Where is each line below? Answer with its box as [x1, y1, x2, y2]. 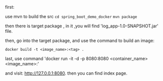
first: [5, 4, 15, 10]
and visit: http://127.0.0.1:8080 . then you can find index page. [5, 70, 128, 76]
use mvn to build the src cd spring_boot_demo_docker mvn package [5, 14, 137, 19]
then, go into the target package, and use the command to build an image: [5, 38, 155, 43]
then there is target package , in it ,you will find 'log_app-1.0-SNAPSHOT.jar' [5, 23, 159, 29]
